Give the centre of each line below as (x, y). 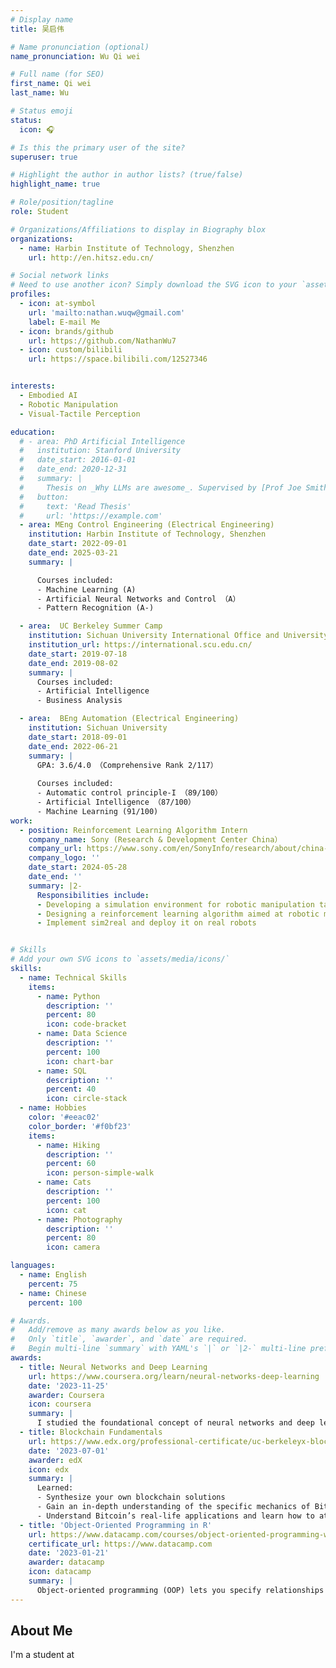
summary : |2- (55, 886)
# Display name (42, 19)
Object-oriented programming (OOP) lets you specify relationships (180, 1590)
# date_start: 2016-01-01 (78, 460)
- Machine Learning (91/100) (97, 811)
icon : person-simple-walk (100, 1173)
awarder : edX (55, 1460)
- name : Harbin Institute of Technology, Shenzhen (127, 248)
